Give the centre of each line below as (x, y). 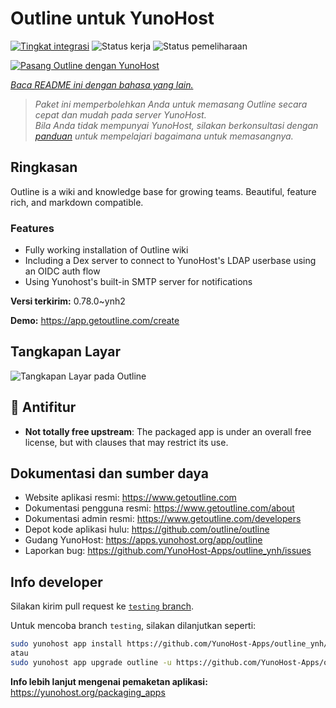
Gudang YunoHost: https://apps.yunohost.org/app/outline (143, 540)
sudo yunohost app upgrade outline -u (91, 663)
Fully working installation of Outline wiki (106, 250)
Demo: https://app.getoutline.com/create (95, 321)
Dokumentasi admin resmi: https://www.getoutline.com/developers (163, 519)
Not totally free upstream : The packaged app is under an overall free (168, 431)
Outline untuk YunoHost (112, 18)
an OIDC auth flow (62, 271)
